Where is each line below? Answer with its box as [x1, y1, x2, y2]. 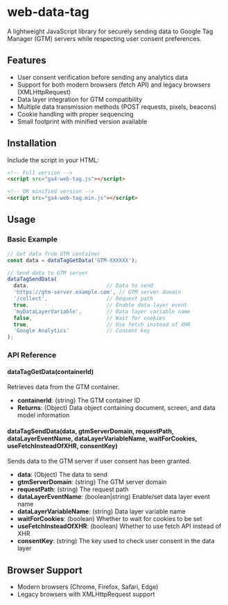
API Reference [7, 350, 57, 360]
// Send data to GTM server [7, 269, 89, 276]
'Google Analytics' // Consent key [13, 327, 150, 334]
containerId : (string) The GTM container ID [17, 396, 141, 404]
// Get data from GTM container [7, 250, 100, 257]
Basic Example [7, 235, 58, 244]
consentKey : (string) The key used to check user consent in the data [17, 537, 215, 545]
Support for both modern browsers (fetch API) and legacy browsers [17, 80, 211, 89]
